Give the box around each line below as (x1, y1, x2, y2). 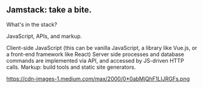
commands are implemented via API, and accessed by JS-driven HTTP (6, 57, 184, 64)
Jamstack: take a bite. (6, 5, 92, 15)
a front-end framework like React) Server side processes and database (6, 51, 184, 58)
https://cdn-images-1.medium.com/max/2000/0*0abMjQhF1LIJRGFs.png (6, 75, 190, 82)
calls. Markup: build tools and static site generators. (6, 63, 136, 71)
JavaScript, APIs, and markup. (6, 33, 82, 40)
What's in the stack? (6, 20, 58, 28)
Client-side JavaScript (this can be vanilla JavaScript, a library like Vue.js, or (6, 44, 198, 51)
